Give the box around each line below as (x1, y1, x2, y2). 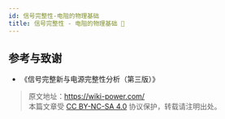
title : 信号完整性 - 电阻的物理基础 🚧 (8, 19, 125, 28)
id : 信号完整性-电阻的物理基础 (8, 11, 100, 20)
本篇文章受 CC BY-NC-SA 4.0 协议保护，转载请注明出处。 (28, 102, 222, 112)
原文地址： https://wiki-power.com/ (28, 91, 145, 101)
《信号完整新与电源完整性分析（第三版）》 (19, 74, 160, 84)
